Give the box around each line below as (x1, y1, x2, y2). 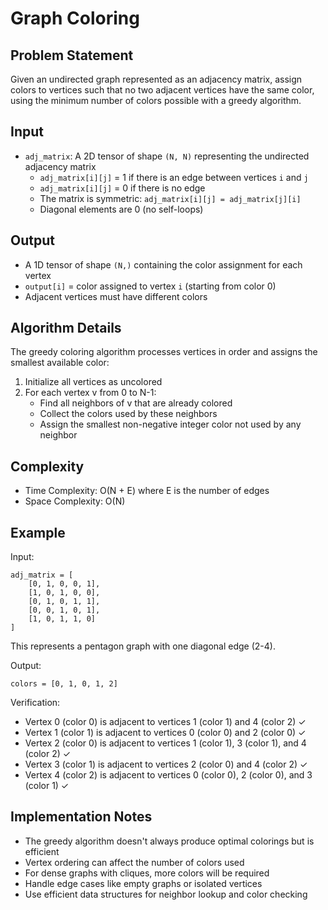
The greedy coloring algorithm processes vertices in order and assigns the (10, 346, 318, 358)
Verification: (10, 697, 61, 709)
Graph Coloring (10, 7, 140, 30)
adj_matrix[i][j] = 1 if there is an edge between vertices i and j (39, 171, 309, 183)
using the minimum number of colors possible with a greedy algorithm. (10, 95, 302, 106)
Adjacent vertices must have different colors (24, 290, 208, 302)
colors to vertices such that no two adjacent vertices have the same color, (10, 84, 315, 96)
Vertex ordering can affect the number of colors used (24, 856, 245, 868)
